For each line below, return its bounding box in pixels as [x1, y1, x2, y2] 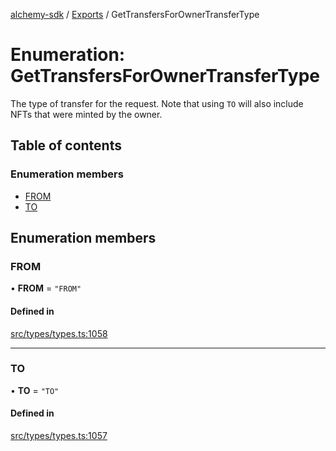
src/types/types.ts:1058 [10, 327, 108, 339]
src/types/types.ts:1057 [10, 430, 108, 442]
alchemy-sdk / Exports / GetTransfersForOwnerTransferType [10, 9, 260, 20]
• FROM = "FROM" [10, 282, 82, 294]
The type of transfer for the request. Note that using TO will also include [10, 97, 304, 109]
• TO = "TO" [10, 384, 60, 396]
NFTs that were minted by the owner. [10, 108, 163, 120]
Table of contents [10, 137, 122, 154]
